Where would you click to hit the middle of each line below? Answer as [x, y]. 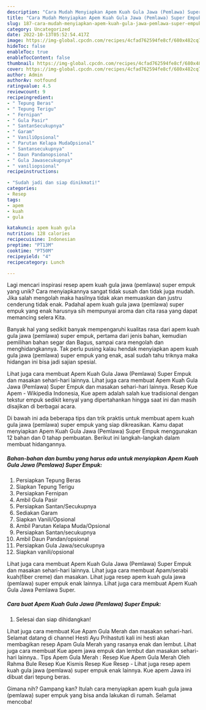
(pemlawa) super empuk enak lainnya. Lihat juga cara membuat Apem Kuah [102, 584]
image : [15, 40]
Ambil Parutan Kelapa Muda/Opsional [63, 526]
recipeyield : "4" [29, 256]
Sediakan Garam [37, 513]
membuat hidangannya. [37, 445]
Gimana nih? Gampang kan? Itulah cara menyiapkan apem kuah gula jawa [100, 689]
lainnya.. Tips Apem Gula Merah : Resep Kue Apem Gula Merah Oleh [104, 657]
